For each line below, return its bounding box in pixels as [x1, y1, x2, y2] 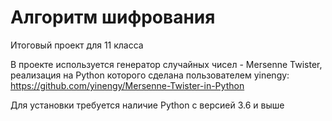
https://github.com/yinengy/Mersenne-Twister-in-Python [10, 79, 245, 91]
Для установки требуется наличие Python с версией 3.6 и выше [10, 99, 285, 111]
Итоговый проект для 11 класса [10, 39, 144, 51]
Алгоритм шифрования [10, 6, 216, 29]
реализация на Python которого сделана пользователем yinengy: [10, 69, 290, 81]
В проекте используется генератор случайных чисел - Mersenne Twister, [10, 58, 323, 70]
